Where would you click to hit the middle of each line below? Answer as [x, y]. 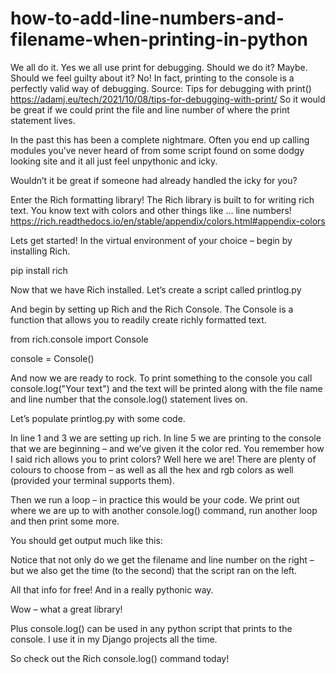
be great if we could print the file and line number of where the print [150, 109]
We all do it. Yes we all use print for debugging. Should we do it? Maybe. [159, 67]
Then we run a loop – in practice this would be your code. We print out [155, 499]
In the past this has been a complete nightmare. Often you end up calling [160, 139]
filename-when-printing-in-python [159, 39]
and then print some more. [65, 521]
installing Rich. [40, 251]
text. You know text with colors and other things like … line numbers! [151, 210]
